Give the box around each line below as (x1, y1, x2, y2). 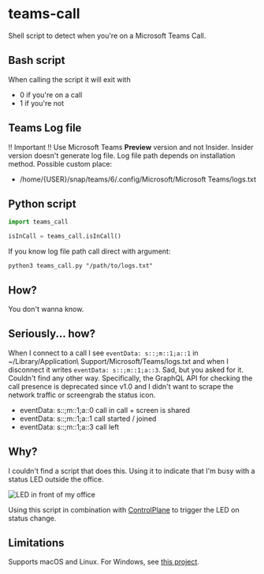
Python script (8, 197, 76, 210)
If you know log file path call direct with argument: (8, 246, 171, 257)
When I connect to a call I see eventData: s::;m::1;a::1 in (8, 348, 199, 358)
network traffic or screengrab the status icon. (8, 390, 156, 400)
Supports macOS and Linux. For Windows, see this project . (8, 557, 199, 567)
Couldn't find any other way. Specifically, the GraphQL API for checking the (8, 373, 253, 383)
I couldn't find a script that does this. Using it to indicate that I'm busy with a (8, 466, 255, 475)
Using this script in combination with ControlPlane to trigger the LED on (8, 505, 240, 514)
